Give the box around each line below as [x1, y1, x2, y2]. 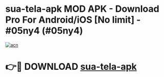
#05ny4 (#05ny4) [5, 25, 84, 36]
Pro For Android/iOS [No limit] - [5, 14, 141, 26]
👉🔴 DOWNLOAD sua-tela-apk [5, 61, 137, 72]
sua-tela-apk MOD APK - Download [5, 3, 160, 15]
